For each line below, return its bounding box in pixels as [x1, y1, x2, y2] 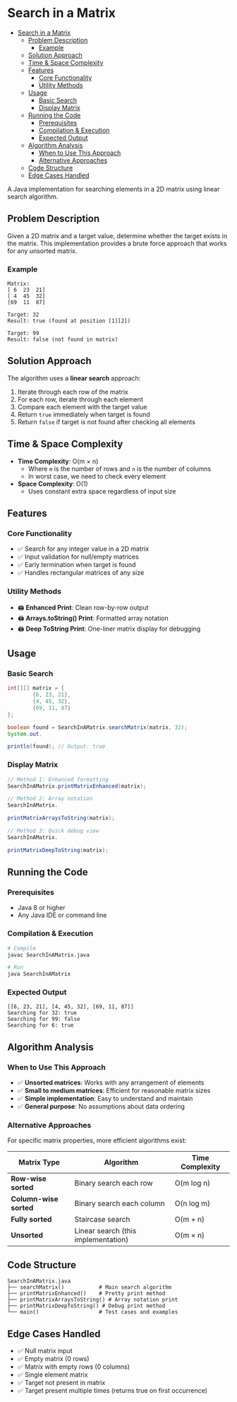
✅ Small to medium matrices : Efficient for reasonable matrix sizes [17, 1087, 211, 1095]
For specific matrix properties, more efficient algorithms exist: [7, 1136, 187, 1145]
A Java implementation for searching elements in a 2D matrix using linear [7, 185, 220, 193]
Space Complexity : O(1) [17, 479, 88, 488]
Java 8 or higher [17, 904, 66, 912]
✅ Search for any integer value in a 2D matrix [17, 544, 150, 553]
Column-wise [11, 1194, 59, 1204]
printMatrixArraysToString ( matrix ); [7, 814, 115, 822]
